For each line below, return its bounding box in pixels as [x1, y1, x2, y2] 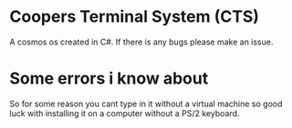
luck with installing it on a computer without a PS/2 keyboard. [9, 107, 240, 119]
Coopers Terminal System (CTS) [9, 6, 260, 27]
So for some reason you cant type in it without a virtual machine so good [9, 98, 283, 109]
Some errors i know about [9, 68, 209, 89]
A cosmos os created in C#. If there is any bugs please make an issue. [9, 36, 274, 47]
